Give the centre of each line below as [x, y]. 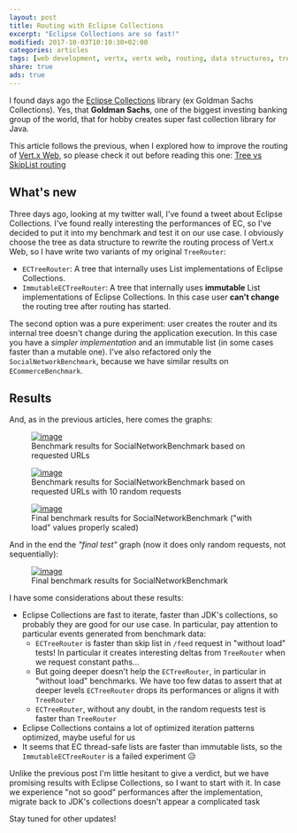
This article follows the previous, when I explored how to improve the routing [148, 145]
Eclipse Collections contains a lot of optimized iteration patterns [138, 728]
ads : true [27, 75]
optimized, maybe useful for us [78, 737]
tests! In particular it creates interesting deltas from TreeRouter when [160, 653]
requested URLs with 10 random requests [107, 492]
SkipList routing [38, 164]
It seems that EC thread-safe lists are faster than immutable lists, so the [152, 747]
